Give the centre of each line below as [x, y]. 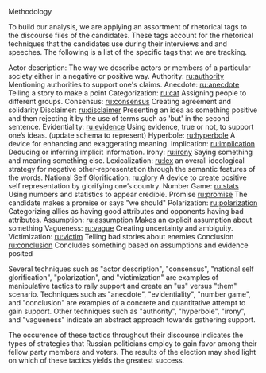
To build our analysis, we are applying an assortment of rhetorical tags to [128, 27]
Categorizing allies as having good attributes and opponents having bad [126, 211]
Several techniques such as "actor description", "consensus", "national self [131, 269]
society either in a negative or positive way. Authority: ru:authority [116, 76]
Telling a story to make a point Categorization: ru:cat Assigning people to [127, 93]
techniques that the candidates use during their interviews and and [118, 44]
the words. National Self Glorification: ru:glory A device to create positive [128, 177]
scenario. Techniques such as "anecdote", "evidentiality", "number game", [130, 294]
